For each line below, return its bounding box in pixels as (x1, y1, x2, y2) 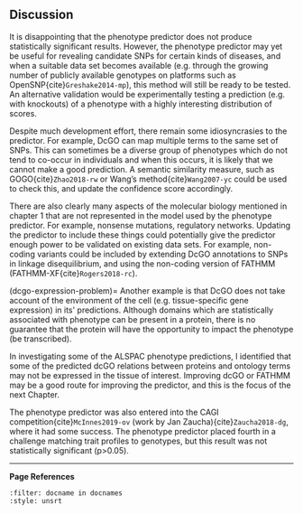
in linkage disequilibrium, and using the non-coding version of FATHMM (9, 257, 276, 269)
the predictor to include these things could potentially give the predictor (9, 229, 276, 240)
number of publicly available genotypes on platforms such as (9, 70, 237, 80)
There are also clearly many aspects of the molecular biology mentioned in (9, 201, 288, 211)
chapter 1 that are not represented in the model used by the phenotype (9, 210, 272, 220)
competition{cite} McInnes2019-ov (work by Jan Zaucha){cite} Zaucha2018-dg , (9, 416, 289, 427)
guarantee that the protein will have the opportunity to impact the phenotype (9, 323, 294, 334)
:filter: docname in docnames (9, 488, 124, 498)
